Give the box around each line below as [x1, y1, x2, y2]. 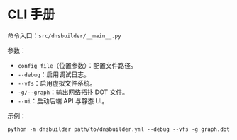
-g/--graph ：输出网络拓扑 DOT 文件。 [17, 88, 129, 96]
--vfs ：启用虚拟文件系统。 [17, 78, 97, 87]
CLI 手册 [7, 6, 55, 23]
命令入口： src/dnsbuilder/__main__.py [7, 31, 122, 40]
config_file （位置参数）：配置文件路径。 [17, 61, 137, 69]
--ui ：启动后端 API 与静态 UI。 [17, 96, 109, 105]
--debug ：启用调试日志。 [17, 70, 90, 78]
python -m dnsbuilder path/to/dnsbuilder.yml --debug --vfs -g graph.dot [7, 125, 231, 133]
